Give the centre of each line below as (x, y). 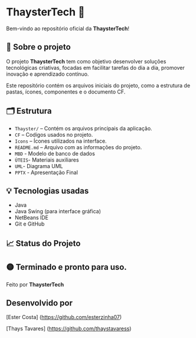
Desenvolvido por (39, 303)
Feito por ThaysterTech (35, 284)
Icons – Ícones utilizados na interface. (61, 141)
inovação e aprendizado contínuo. (48, 74)
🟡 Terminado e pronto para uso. (66, 267)
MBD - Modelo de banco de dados (55, 153)
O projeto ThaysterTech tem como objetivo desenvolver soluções (86, 61)
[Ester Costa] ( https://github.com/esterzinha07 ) (64, 317)
